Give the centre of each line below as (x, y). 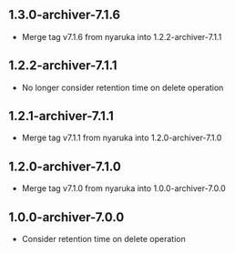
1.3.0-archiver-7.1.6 (64, 15)
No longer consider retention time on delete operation (123, 87)
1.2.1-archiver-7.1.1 (61, 116)
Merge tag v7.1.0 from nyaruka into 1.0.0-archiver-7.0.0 (124, 188)
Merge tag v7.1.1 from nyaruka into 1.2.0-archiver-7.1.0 (122, 138)
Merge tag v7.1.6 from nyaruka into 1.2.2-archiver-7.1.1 (122, 36)
